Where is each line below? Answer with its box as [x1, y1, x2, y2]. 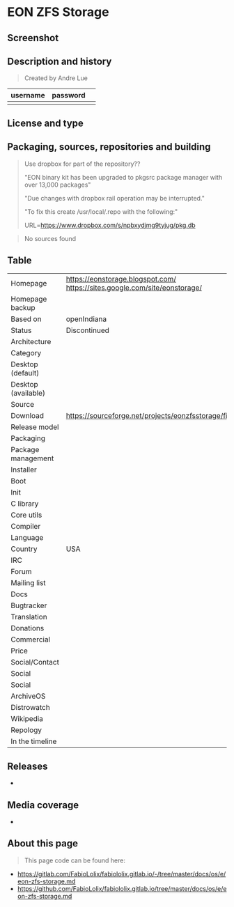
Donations [10, 623, 45, 633]
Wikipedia [10, 714, 44, 724]
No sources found [24, 234, 77, 242]
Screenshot [7, 32, 59, 44]
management [10, 453, 54, 463]
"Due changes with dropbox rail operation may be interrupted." [24, 194, 205, 202]
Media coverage [7, 799, 79, 811]
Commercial [10, 635, 51, 644]
